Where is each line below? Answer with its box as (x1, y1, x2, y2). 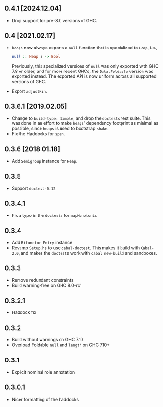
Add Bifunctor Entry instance (11, 239, 73, 245)
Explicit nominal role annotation (11, 369, 75, 375)
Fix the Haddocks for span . (11, 131, 65, 137)
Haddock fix (11, 310, 37, 315)
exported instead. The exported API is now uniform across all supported (11, 73, 157, 79)
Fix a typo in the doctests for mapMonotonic (11, 212, 97, 218)
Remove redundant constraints (11, 277, 74, 283)
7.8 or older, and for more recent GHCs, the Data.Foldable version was (11, 68, 154, 74)
